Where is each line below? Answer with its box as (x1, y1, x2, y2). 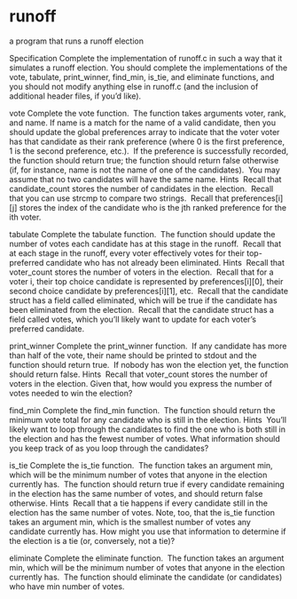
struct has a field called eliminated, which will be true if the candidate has (9, 295, 277, 306)
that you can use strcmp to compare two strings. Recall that (9, 193, 230, 204)
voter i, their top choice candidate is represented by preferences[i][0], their (9, 276, 284, 286)
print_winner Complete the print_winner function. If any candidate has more (9, 340, 287, 351)
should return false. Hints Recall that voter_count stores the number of (9, 369, 269, 379)
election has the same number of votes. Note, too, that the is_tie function (9, 507, 276, 517)
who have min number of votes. (9, 580, 125, 592)
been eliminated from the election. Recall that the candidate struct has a (9, 304, 275, 315)
